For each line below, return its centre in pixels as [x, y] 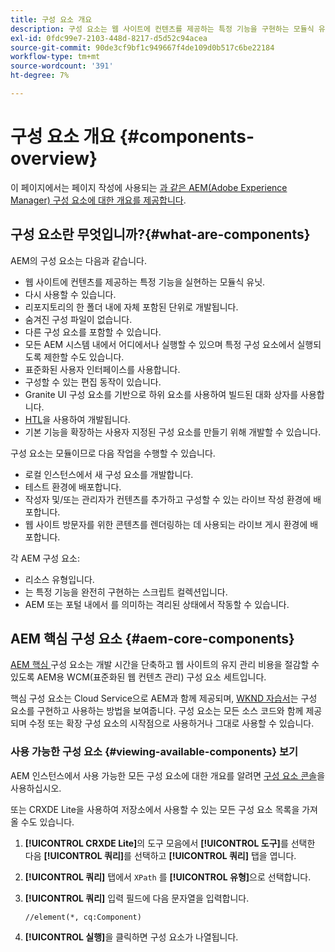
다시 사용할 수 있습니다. [70, 294]
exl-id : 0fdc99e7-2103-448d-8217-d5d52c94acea [109, 38]
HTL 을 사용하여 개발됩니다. [77, 419]
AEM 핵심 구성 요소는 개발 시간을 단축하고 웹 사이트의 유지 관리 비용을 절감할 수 [165, 665]
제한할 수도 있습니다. [84, 357]
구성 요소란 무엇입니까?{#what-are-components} [160, 234]
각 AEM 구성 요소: [45, 558]
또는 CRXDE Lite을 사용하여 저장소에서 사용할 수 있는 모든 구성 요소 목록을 [155, 809]
